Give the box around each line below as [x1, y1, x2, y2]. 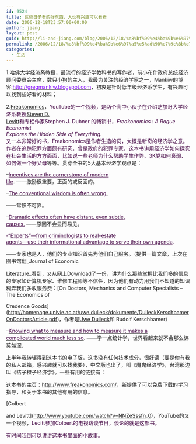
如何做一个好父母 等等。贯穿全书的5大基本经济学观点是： [6, 159, 142, 166]
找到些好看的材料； [10, 91, 57, 98]
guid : [6, 36, 19, 41]
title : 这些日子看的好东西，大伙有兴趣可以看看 [6, 14, 107, 20]
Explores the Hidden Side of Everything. [6, 130, 102, 137]
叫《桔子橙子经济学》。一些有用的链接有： [6, 369, 106, 376]
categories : [6, 47, 35, 53]
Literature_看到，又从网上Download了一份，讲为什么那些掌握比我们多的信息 [6, 270, 188, 277]
